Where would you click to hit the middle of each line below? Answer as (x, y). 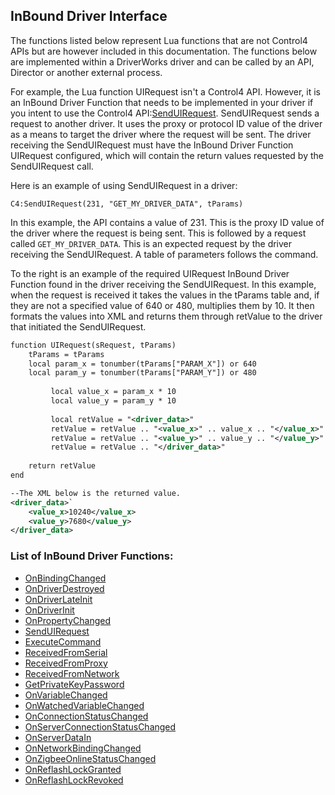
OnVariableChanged (66, 695)
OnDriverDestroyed (64, 588)
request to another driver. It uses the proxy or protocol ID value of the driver (166, 123)
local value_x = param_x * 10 (113, 392)
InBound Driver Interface (89, 16)
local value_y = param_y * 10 (113, 401)
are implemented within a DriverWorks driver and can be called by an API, (162, 61)
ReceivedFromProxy (66, 663)
